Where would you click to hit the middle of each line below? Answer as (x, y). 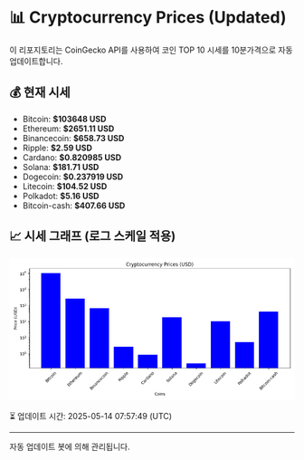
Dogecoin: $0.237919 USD (73, 177)
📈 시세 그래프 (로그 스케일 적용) (93, 236)
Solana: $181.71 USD (61, 167)
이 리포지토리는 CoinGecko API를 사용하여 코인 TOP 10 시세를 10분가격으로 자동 (151, 50)
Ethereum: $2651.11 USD (68, 129)
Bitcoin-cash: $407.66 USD (74, 206)
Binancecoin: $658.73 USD (73, 138)
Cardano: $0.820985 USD (72, 157)
